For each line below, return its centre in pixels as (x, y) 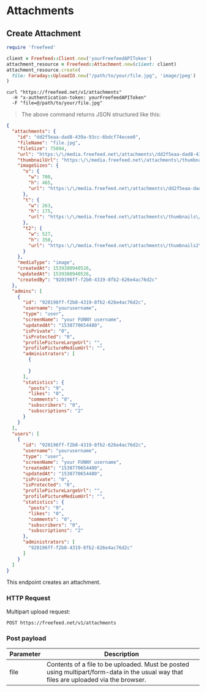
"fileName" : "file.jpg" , (49, 143)
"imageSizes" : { (38, 166)
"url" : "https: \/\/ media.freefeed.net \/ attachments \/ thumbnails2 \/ (116, 245)
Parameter (25, 654)
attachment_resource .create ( (44, 70)
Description (121, 654)
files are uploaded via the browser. (96, 680)
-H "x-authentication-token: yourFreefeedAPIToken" (79, 98)
